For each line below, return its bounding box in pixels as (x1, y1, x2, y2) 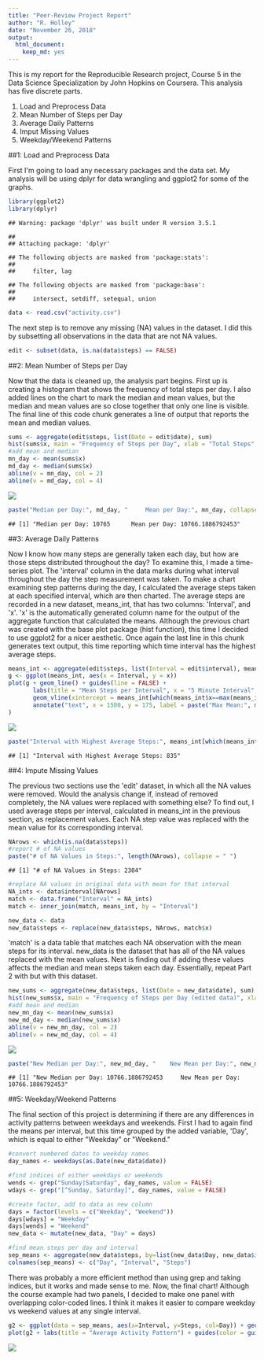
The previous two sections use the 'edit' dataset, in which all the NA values (8, 781, 251, 790)
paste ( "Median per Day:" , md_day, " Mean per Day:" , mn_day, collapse (8, 505, 258, 514)
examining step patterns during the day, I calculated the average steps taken (8, 582, 256, 592)
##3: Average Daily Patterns (8, 534, 100, 543)
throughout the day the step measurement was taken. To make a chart (8, 574, 236, 583)
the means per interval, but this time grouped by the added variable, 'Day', (8, 1126, 249, 1136)
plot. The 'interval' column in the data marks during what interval (29, 566, 240, 575)
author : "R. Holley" (8, 19, 76, 27)
